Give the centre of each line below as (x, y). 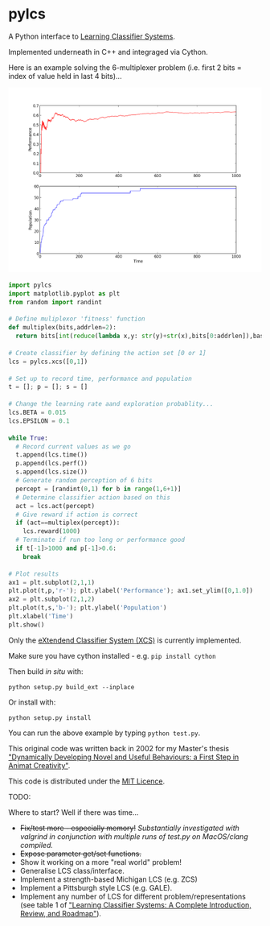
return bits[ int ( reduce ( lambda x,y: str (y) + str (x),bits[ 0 (115, 336)
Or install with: (32, 702)
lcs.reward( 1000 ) (52, 531)
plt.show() (27, 625)
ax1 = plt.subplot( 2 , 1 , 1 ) (51, 582)
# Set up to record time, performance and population (100, 378)
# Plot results (34, 574)
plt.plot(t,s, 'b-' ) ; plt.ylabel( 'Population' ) (88, 608)
